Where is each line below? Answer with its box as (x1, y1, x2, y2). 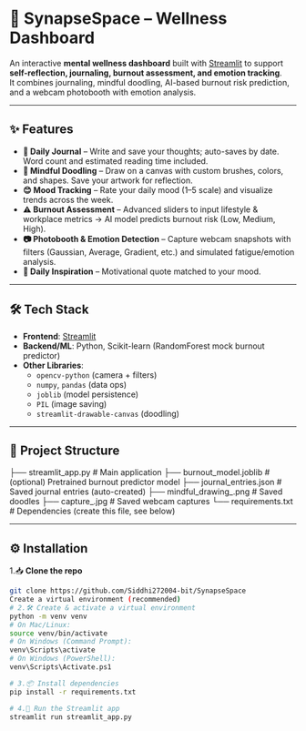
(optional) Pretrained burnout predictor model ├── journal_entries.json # (9, 477, 282, 488)
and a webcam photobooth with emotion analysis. (9, 86, 197, 97)
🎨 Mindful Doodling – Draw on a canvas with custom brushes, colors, (22, 165, 284, 176)
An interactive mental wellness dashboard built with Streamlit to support (9, 57, 284, 68)
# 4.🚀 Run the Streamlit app (9, 704, 120, 713)
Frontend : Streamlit (22, 330, 97, 341)
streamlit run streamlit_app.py (9, 712, 132, 722)
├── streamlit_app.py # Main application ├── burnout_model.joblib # (9, 467, 270, 478)
